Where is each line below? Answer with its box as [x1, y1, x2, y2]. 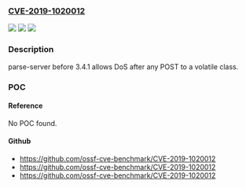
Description [8, 44, 54, 55]
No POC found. [8, 118, 57, 127]
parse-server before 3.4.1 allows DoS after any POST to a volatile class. [8, 61, 239, 72]
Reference [8, 101, 43, 111]
